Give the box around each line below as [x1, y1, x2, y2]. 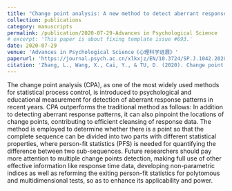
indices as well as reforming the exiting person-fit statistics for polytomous [7, 169, 220, 177]
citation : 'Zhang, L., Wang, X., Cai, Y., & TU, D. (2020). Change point [7, 62, 224, 69]
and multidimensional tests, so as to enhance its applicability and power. [7, 176, 213, 184]
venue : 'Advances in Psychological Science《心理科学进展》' [7, 49, 178, 56]
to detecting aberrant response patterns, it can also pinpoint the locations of [7, 110, 224, 118]
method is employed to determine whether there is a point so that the [7, 125, 204, 133]
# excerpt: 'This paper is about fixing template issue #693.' [7, 36, 193, 43]
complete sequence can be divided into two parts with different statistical [7, 132, 216, 140]
